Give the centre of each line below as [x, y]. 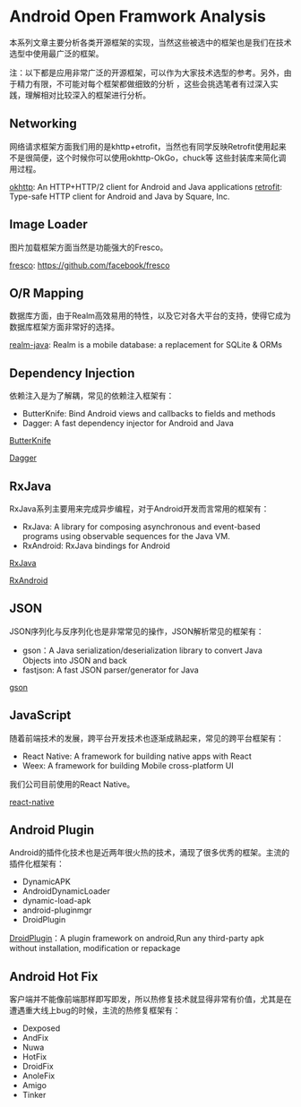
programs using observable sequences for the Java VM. [126, 536]
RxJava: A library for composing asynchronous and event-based [142, 527]
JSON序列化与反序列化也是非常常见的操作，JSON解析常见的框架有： [137, 631]
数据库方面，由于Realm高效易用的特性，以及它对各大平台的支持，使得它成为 [150, 316]
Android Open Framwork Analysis [138, 17]
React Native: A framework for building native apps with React [137, 756]
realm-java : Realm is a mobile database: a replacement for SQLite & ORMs [146, 345]
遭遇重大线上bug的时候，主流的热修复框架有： [95, 1010]
